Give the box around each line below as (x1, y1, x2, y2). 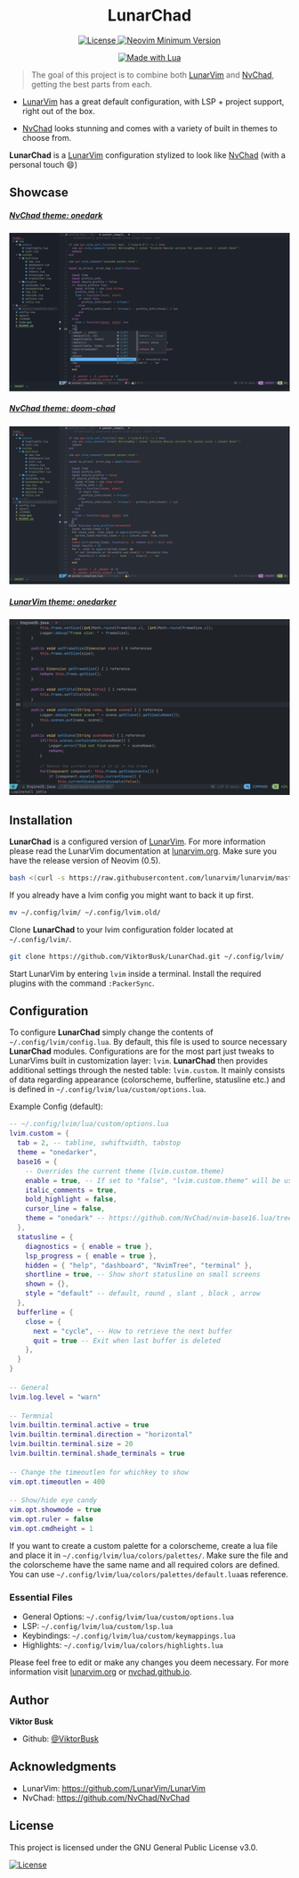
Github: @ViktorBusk (21, 1733, 100, 1744)
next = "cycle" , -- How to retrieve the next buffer (32, 1327, 233, 1336)
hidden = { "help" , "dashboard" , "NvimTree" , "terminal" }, (25, 1261, 253, 1270)
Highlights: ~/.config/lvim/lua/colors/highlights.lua (21, 1640, 224, 1650)
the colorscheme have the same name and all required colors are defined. (9, 1559, 280, 1570)
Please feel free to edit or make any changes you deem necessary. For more (9, 1657, 289, 1668)
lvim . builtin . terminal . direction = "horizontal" (9, 1430, 193, 1439)
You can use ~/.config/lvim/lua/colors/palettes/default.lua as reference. (9, 1568, 289, 1579)
